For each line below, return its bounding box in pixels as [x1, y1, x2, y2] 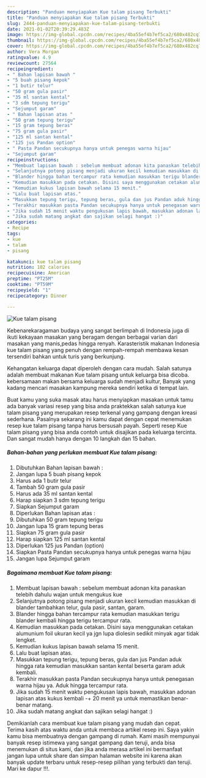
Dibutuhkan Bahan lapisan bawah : [15, 464, 103, 471]
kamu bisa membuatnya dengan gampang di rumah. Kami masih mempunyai [7, 733, 200, 740]
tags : [7, 230, 21, 237]
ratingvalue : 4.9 [7, 54, 51, 61]
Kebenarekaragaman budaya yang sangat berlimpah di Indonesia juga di [7, 326, 189, 334]
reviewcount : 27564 [7, 60, 57, 66]
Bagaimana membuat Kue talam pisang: [7, 569, 112, 576]
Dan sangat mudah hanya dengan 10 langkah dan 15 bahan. [7, 435, 157, 442]
